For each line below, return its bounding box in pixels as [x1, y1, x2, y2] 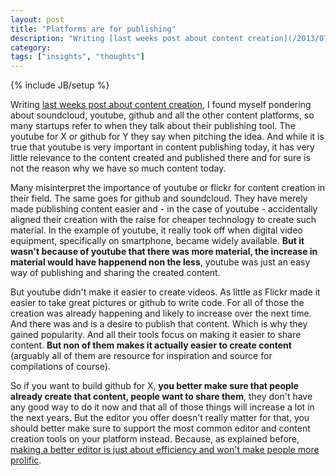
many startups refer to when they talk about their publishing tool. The [10, 120, 296, 132]
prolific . [10, 454, 42, 466]
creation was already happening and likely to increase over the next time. [10, 307, 312, 320]
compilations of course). [10, 361, 111, 373]
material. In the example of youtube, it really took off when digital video [10, 224, 303, 236]
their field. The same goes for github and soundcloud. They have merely [10, 192, 308, 205]
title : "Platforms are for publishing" [10, 24, 177, 34]
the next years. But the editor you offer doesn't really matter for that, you [10, 412, 310, 424]
